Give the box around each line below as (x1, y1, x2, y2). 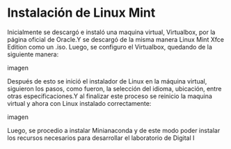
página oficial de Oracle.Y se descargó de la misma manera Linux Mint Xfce (7, 35, 225, 43)
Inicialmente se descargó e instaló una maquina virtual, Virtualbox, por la (7, 28, 216, 36)
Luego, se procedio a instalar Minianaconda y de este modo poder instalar (7, 126, 221, 134)
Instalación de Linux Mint (7, 5, 156, 21)
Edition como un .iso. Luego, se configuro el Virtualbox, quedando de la (7, 42, 212, 51)
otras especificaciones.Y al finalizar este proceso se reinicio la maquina (7, 92, 212, 100)
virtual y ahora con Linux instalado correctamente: (7, 99, 152, 107)
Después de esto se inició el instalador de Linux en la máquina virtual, (7, 77, 207, 85)
